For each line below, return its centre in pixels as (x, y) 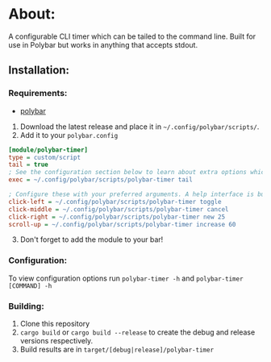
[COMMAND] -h (30, 286)
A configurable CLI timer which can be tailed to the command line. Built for (132, 36)
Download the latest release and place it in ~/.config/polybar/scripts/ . (140, 127)
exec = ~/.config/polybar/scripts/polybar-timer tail (101, 180)
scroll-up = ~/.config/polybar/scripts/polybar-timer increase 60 (122, 224)
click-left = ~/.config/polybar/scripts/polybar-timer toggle (115, 202)
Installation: (39, 71)
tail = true (28, 165)
